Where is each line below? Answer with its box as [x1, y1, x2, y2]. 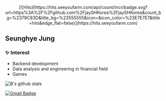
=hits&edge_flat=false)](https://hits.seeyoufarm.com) [29, 20, 138, 26]
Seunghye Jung [5, 34, 55, 43]
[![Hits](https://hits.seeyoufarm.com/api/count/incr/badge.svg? [19, 4, 148, 10]
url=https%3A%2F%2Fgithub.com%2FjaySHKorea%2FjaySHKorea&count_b [5, 9, 162, 15]
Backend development [12, 60, 58, 66]
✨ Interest [5, 49, 30, 56]
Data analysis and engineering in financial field [12, 66, 108, 72]
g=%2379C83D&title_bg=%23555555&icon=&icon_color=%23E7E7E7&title [6, 15, 160, 21]
